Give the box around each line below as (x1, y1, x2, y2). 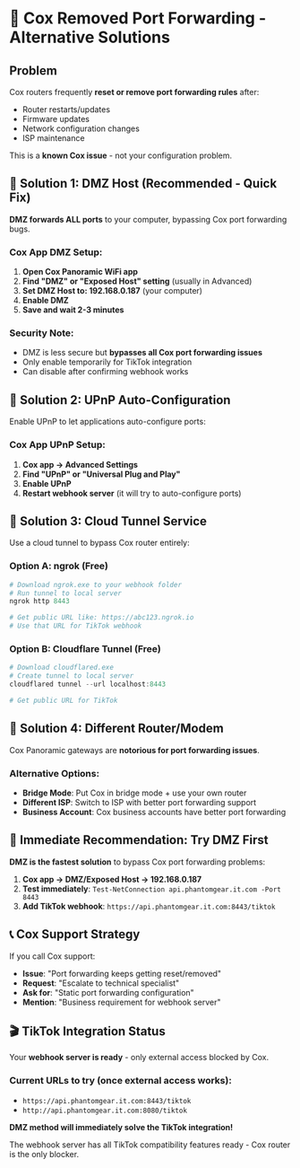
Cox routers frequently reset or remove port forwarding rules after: (9, 87, 260, 97)
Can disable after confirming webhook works (21, 366, 189, 377)
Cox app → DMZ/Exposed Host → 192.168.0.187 (21, 874, 202, 884)
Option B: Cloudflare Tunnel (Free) (9, 642, 161, 654)
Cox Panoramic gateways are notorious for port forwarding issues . (9, 744, 260, 755)
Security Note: (9, 327, 74, 339)
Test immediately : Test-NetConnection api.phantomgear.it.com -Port (21, 883, 282, 894)
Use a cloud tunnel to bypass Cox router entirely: (9, 538, 190, 549)
